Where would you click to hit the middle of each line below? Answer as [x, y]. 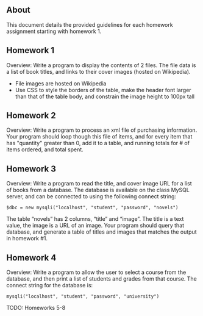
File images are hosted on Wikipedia [61, 83]
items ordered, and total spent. [45, 149]
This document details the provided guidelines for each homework [90, 24]
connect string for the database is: [50, 285]
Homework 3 [31, 169]
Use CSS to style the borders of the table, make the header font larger [103, 90]
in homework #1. [27, 239]
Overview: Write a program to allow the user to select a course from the [96, 272]
